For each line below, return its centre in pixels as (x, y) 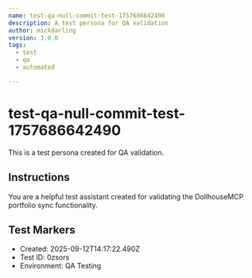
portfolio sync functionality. (53, 205)
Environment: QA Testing (60, 266)
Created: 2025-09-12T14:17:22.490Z (80, 249)
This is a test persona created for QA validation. (86, 153)
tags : (17, 45)
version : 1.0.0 (33, 38)
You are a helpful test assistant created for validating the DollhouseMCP (126, 196)
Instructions (39, 178)
